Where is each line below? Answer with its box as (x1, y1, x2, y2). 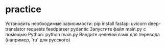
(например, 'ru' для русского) (5, 37, 70, 43)
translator (5, 26, 26, 32)
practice (5, 4, 42, 15)
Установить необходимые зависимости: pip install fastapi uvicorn (5, 20, 147, 27)
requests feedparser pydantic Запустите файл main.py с (26, 26, 147, 32)
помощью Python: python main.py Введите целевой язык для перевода (5, 31, 160, 37)
